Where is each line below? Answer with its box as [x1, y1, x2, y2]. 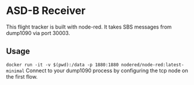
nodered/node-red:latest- [120, 62, 184, 68]
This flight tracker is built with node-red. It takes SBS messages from [6, 23, 172, 30]
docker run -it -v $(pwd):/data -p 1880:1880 [6, 62, 119, 68]
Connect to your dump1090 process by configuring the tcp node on [26, 67, 188, 74]
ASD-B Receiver [6, 4, 86, 17]
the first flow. [6, 73, 38, 80]
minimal [6, 68, 25, 74]
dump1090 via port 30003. [6, 29, 70, 36]
